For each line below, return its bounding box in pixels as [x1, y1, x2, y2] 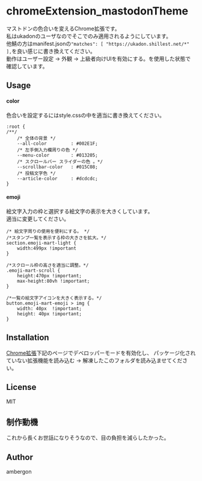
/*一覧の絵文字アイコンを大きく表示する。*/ [6, 295, 102, 301]
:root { [6, 124, 26, 130]
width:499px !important [17, 245, 77, 251]
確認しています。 [6, 62, 48, 70]
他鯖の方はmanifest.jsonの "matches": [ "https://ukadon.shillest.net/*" [6, 40, 190, 47]
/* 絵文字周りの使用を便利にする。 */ [6, 228, 90, 234]
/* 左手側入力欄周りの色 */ [17, 146, 78, 153]
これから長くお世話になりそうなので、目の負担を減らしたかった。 [6, 434, 170, 441]
